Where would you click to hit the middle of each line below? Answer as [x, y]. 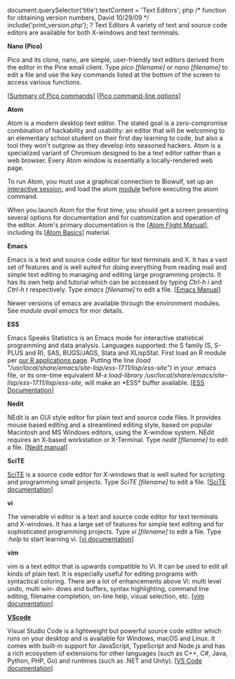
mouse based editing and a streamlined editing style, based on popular [110, 425]
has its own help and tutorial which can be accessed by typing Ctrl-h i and [115, 282]
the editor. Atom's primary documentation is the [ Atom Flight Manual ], [108, 225]
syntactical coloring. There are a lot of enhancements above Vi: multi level [114, 581]
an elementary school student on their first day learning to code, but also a [115, 138]
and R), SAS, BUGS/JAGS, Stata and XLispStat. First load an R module [126, 353]
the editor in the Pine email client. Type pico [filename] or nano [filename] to [117, 67]
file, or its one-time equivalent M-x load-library [75, 375]
